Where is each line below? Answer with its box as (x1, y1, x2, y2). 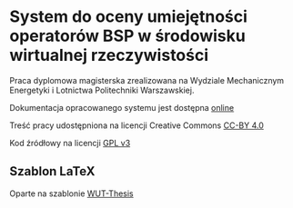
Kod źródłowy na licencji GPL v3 (9, 137, 131, 148)
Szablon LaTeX (9, 163, 96, 179)
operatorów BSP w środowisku (9, 25, 246, 46)
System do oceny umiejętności (9, 6, 248, 27)
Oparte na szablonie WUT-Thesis (9, 188, 134, 199)
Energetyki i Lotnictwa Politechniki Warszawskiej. (9, 84, 195, 95)
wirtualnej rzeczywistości (9, 45, 209, 65)
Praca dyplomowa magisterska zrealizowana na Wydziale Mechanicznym (9, 74, 285, 85)
